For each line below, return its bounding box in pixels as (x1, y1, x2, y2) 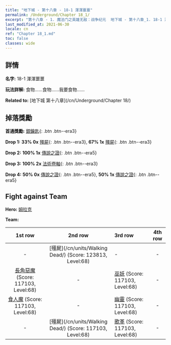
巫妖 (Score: (114, 270, 144, 278)
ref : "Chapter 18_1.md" (5, 31, 56, 36)
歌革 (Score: (114, 318, 144, 325)
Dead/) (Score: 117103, (49, 325, 108, 332)
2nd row (68, 232, 89, 239)
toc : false (5, 36, 28, 41)
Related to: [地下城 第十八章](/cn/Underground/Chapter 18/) (5, 97, 131, 103)
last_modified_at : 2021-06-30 (5, 21, 70, 27)
